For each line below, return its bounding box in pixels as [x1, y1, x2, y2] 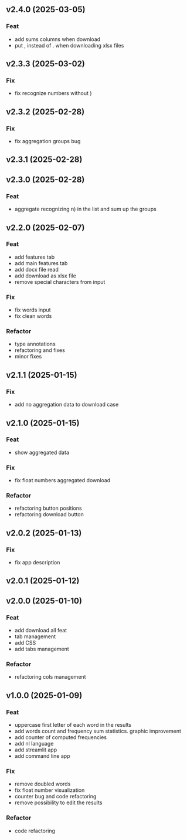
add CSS [14, 639, 36, 646]
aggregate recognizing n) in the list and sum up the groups [14, 205, 157, 213]
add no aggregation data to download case [14, 401, 119, 408]
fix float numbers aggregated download [14, 477, 111, 484]
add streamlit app [14, 746, 57, 753]
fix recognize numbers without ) [14, 90, 92, 97]
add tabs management [14, 645, 69, 653]
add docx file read [14, 266, 59, 273]
